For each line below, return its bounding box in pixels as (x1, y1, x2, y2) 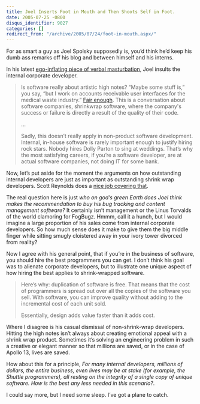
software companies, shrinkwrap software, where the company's (20, 103, 181, 110)
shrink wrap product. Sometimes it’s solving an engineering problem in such (6, 336, 194, 343)
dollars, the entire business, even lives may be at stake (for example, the (6, 367, 186, 374)
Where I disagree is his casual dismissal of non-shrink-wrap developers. (6, 324, 184, 331)
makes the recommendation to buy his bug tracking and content (6, 200, 166, 208)
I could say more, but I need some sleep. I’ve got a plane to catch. (6, 391, 169, 399)
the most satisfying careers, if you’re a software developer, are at (20, 151, 182, 159)
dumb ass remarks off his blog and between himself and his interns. (6, 54, 174, 61)
